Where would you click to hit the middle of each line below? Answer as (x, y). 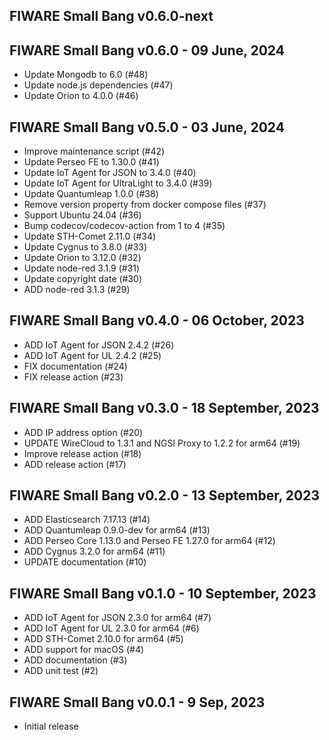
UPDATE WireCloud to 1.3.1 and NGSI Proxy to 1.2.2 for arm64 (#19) (162, 443)
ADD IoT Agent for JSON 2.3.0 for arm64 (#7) (117, 618)
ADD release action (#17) (75, 464)
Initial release (51, 726)
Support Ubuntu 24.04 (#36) (82, 215)
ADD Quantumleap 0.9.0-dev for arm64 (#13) (117, 530)
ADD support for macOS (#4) (84, 650)
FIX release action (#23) (73, 376)
